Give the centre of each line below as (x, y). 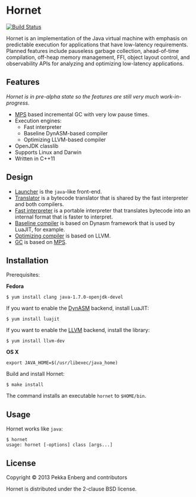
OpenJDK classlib (37, 145)
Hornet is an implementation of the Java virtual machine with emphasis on (97, 38)
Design (20, 177)
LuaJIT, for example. (40, 229)
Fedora (15, 286)
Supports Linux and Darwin (48, 152)
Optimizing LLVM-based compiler (65, 140)
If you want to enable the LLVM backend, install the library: (78, 330)
